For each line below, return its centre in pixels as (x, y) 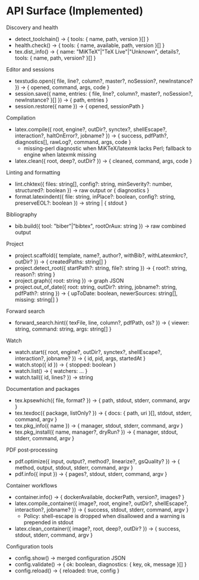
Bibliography (22, 214)
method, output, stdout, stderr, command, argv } (74, 468)
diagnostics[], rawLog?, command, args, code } (73, 142)
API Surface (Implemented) (75, 11)
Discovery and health (32, 27)
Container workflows (32, 485)
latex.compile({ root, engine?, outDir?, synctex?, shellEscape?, (91, 129)
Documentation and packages (43, 388)
